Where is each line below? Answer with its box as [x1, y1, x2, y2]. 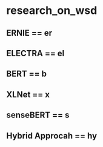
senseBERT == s [6, 110, 70, 120]
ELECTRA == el [6, 48, 65, 58]
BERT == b [6, 69, 47, 79]
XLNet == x [6, 89, 50, 100]
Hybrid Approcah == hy [6, 131, 98, 141]
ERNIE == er [6, 28, 53, 38]
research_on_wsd [6, 4, 98, 18]
